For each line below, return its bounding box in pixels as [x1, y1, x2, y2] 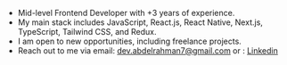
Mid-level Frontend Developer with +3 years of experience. [17, 8, 235, 18]
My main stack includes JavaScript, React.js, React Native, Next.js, [17, 17, 263, 28]
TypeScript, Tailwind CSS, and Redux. [17, 27, 158, 37]
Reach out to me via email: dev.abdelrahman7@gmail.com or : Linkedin [17, 45, 279, 56]
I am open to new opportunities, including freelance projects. [17, 36, 242, 46]
